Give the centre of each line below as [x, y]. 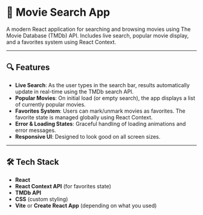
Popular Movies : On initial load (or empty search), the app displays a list [105, 98]
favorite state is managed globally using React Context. [84, 117]
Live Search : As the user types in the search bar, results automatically [102, 85]
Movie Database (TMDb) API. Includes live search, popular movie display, [98, 35]
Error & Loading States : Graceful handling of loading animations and [100, 124]
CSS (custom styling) [41, 199]
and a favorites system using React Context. [61, 42]
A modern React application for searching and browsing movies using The [98, 29]
